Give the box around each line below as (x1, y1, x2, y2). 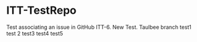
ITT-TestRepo (6, 4, 77, 17)
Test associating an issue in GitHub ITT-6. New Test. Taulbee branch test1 (6, 23, 192, 31)
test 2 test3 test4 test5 (6, 29, 63, 37)
